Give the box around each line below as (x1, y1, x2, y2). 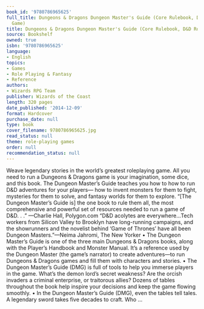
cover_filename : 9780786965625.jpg (6, 127, 97, 134)
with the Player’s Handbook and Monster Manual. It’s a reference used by (6, 244, 189, 251)
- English (6, 54, 32, 60)
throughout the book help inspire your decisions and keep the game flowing (6, 283, 196, 290)
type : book (6, 122, 34, 128)
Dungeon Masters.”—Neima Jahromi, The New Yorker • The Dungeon (6, 231, 181, 239)
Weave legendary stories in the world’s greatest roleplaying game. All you (6, 166, 190, 174)
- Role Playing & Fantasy (6, 71, 72, 77)
